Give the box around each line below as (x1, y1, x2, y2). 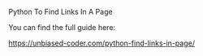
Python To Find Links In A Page (8, 7, 113, 16)
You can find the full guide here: (8, 23, 116, 32)
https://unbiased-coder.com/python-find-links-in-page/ (8, 38, 195, 48)
